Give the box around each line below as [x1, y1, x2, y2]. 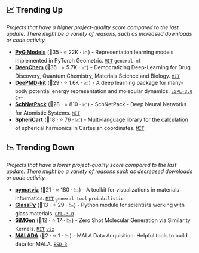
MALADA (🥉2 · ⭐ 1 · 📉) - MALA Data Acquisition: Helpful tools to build [14, 232, 188, 239]
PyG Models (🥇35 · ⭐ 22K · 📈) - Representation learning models [14, 48, 174, 55]
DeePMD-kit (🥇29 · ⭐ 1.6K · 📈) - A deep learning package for [14, 79, 167, 86]
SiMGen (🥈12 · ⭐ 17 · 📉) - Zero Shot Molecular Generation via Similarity [14, 217, 191, 224]
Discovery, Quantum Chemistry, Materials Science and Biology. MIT [14, 72, 180, 79]
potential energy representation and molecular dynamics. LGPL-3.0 [29, 87, 193, 94]
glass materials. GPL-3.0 [14, 209, 74, 217]
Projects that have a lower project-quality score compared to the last [6, 161, 177, 168]
